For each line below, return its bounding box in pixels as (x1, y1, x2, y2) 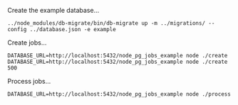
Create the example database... (7, 6, 100, 14)
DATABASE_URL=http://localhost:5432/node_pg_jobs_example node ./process (7, 91, 232, 98)
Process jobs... (7, 77, 51, 85)
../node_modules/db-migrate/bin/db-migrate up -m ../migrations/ (7, 20, 205, 27)
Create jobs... (7, 38, 47, 47)
